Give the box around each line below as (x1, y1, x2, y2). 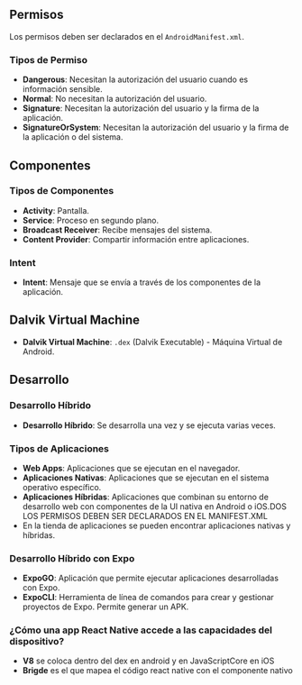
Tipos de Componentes (9, 185, 114, 197)
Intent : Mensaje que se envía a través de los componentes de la (22, 277, 261, 288)
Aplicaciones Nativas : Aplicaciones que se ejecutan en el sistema (22, 472, 270, 483)
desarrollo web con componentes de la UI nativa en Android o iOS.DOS (22, 500, 287, 512)
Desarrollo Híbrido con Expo (9, 552, 135, 564)
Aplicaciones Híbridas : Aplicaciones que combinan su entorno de (22, 491, 269, 502)
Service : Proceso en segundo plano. (22, 215, 160, 225)
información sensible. (22, 84, 103, 95)
